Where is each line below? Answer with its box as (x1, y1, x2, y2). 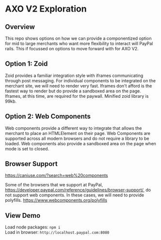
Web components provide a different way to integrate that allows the (5, 125, 142, 131)
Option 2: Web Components (5, 112, 91, 120)
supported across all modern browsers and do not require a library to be (5, 135, 149, 141)
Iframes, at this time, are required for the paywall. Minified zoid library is (5, 93, 149, 99)
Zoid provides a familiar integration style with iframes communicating (5, 73, 144, 78)
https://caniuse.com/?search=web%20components (5, 173, 108, 179)
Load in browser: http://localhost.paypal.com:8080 (5, 229, 110, 235)
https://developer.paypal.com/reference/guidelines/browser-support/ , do (5, 187, 151, 193)
